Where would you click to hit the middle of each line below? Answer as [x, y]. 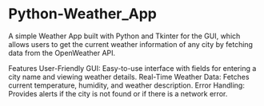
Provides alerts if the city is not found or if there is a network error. [118, 93]
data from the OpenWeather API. [62, 53]
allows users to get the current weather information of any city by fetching [131, 44]
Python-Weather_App [83, 14]
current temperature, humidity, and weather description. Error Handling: [127, 85]
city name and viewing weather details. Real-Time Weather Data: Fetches [129, 77]
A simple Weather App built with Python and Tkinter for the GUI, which [124, 36]
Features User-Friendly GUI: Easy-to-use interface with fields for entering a [132, 68]
